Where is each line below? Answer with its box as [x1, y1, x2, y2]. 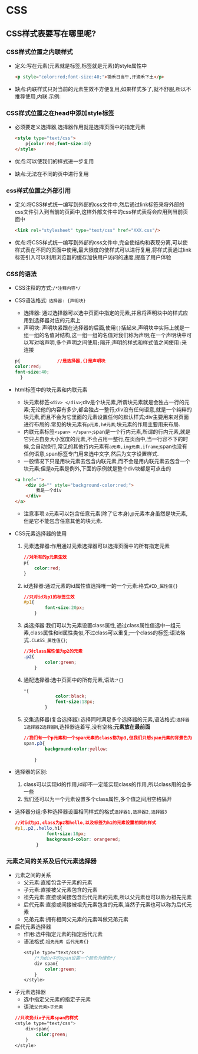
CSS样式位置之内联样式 [6, 48, 73, 56]
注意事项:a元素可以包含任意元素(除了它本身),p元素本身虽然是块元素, [23, 510, 188, 517]
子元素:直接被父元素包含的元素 [23, 886, 98, 893]
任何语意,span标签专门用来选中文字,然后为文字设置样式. [23, 450, 159, 457]
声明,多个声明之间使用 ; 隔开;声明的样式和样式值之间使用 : [44, 339, 182, 346]
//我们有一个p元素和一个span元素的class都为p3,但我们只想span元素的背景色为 [23, 735, 193, 741]
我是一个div [36, 487, 62, 493]
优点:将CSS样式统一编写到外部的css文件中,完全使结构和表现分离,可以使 [14, 238, 188, 246]
